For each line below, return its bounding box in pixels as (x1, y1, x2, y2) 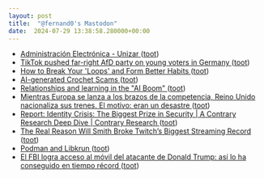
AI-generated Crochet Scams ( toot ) (19, 74, 139, 85)
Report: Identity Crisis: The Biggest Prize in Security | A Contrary (19, 109, 236, 119)
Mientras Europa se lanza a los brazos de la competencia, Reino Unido (19, 92, 256, 102)
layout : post (8, 11, 53, 20)
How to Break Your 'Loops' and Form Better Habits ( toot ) (19, 66, 209, 76)
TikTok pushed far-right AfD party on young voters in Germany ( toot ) (19, 57, 250, 67)
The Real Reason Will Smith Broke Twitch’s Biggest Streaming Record (19, 126, 252, 136)
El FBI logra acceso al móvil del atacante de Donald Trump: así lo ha (19, 152, 247, 162)
